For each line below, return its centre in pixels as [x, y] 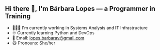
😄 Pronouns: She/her [34, 43]
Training [18, 16]
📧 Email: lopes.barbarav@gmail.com [48, 38]
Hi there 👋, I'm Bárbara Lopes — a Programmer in [80, 9]
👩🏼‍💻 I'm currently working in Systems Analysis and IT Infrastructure [80, 28]
